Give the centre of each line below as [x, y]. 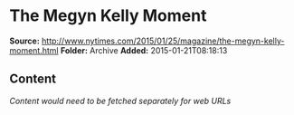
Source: [25, 41]
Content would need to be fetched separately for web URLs [120, 101]
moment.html [34, 50]
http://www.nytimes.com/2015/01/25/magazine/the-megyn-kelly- [163, 41]
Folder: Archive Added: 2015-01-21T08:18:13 [144, 50]
